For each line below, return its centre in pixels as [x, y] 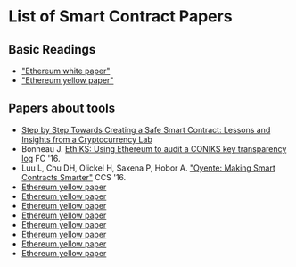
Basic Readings [52, 50]
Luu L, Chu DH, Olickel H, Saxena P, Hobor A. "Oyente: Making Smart [148, 168]
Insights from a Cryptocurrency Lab [86, 139]
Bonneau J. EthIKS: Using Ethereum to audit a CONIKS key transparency [154, 148]
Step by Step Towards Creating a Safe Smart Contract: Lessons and [146, 129]
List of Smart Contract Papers [120, 17]
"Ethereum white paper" [66, 71]
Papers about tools [62, 108]
